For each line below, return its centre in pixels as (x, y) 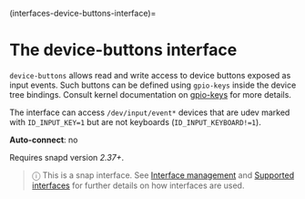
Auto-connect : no (44, 140)
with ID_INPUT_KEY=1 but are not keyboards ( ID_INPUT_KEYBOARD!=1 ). (135, 121)
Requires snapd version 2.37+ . (67, 157)
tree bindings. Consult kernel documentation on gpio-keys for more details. (150, 94)
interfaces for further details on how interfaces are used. (138, 185)
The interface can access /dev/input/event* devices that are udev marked (150, 112)
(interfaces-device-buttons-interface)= (83, 13)
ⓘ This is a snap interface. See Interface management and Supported (163, 175)
